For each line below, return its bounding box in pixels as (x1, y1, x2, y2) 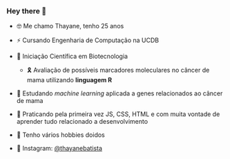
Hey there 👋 (6, 6, 46, 16)
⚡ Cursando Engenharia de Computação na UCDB (16, 36, 160, 44)
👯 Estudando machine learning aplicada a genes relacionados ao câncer (16, 89, 223, 97)
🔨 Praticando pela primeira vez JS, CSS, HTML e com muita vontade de (16, 110, 220, 118)
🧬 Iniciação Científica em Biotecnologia (16, 52, 128, 61)
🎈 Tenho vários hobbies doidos (16, 131, 105, 139)
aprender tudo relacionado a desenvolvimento (16, 118, 148, 126)
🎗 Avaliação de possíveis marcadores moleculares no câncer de (26, 66, 210, 75)
